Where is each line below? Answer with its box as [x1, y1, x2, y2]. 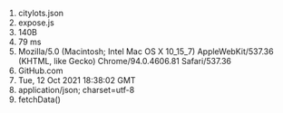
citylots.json [17, 8, 64, 18]
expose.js [17, 17, 54, 28]
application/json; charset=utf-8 [17, 85, 135, 95]
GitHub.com [17, 65, 63, 76]
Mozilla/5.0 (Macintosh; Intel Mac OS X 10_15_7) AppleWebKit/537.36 [17, 46, 274, 57]
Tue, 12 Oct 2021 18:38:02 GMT [17, 75, 136, 85]
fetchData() [17, 94, 62, 105]
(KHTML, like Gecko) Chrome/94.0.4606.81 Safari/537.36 [17, 56, 232, 66]
